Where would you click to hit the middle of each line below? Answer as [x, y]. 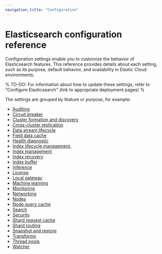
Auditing [21, 109]
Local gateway [27, 178]
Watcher [21, 247]
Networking [24, 193]
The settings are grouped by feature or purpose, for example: [68, 99]
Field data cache [29, 135]
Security [21, 215]
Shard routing [26, 225]
